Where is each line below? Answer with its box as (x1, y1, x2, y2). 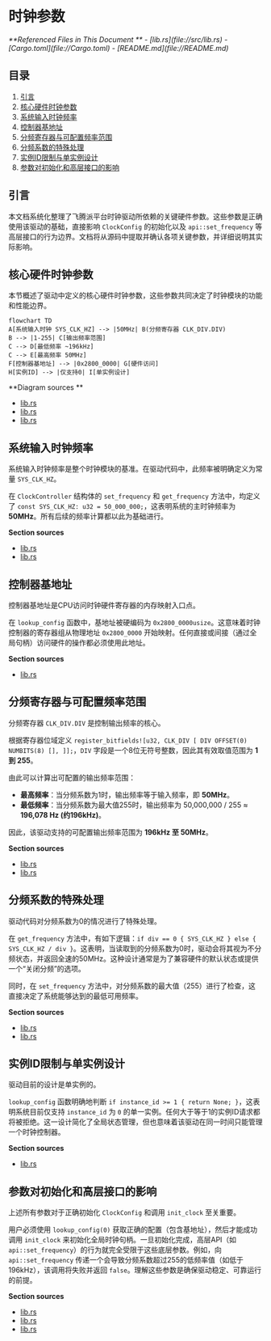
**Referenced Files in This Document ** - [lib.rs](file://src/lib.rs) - (8, 34, 228, 44)
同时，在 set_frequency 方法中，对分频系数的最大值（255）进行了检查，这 (8, 980, 256, 991)
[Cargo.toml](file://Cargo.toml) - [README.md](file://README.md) (8, 43, 229, 53)
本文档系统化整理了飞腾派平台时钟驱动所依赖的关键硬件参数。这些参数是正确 (8, 211, 263, 221)
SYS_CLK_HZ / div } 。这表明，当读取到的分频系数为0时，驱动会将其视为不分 (8, 943, 262, 953)
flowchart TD (8, 317, 52, 325)
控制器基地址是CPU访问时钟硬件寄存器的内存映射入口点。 (8, 600, 200, 610)
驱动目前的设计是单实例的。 (8, 1080, 101, 1089)
